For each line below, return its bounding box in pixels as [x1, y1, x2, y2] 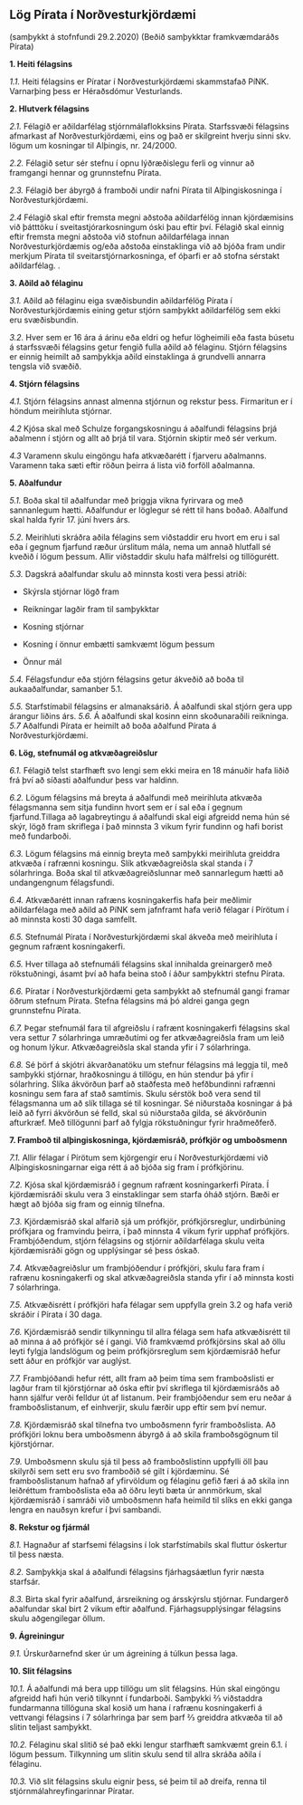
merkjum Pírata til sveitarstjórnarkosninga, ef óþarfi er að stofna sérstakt [9, 250, 280, 261]
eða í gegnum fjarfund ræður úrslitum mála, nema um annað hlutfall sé [9, 541, 271, 552]
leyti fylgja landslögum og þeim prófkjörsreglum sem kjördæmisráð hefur [9, 1345, 281, 1357]
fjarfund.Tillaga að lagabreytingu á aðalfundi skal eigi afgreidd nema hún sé [9, 811, 290, 822]
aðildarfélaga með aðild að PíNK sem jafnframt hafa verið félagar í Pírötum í [9, 904, 289, 915]
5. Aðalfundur [9, 477, 62, 488]
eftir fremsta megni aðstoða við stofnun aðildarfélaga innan [9, 231, 230, 242]
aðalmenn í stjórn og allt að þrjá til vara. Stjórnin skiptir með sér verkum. [9, 432, 278, 443]
